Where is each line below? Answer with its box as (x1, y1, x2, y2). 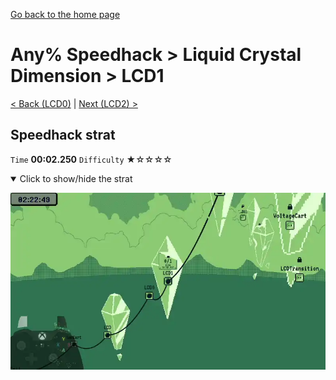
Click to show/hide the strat (19, 172, 133, 184)
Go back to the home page (10, 9, 121, 20)
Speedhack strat (10, 127, 116, 144)
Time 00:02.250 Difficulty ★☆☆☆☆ (10, 153, 173, 165)
